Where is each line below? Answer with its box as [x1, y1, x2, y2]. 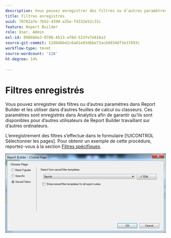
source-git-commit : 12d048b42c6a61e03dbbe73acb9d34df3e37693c [5, 41, 140, 46]
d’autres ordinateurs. [5, 123, 49, 129]
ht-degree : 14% [5, 56, 38, 62]
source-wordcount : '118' [5, 51, 58, 56]
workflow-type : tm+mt [5, 46, 51, 51]
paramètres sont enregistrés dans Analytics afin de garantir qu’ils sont [5, 112, 153, 118]
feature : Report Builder [5, 24, 58, 29]
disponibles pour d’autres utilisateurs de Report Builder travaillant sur [5, 117, 150, 124]
